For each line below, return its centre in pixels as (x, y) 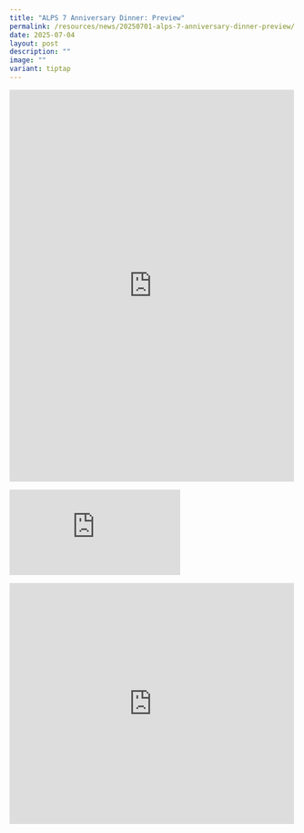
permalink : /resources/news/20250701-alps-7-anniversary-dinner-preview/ (152, 26)
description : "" (40, 52)
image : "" (28, 60)
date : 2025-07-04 (42, 35)
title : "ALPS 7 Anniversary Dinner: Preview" (97, 18)
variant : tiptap (40, 69)
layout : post (34, 43)
